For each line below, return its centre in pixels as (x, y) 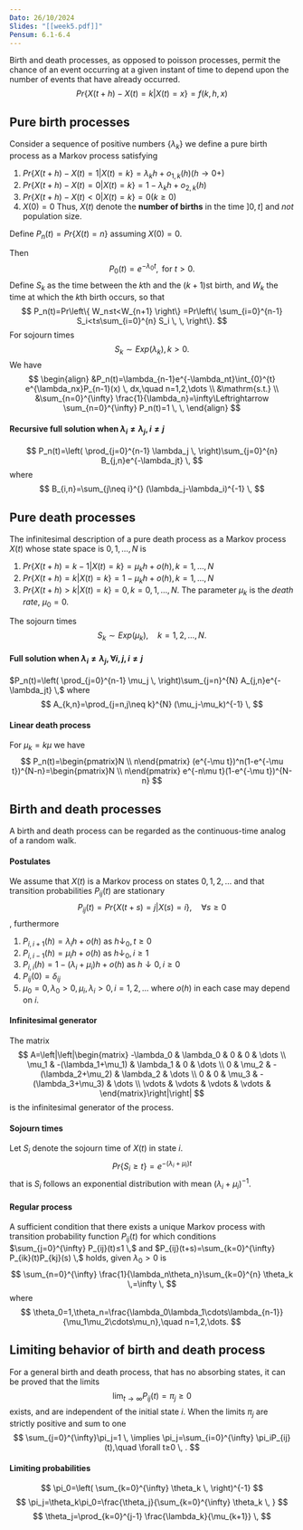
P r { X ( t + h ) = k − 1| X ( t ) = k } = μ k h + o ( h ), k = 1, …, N (118, 568)
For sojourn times (42, 335)
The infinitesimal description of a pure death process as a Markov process (148, 539)
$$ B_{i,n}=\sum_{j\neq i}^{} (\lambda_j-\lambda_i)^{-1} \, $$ (152, 489)
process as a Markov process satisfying (84, 156)
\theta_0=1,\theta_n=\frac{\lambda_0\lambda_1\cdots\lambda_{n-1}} (158, 1312)
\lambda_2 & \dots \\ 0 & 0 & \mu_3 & (190, 1074)
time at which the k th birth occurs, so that (87, 297)
